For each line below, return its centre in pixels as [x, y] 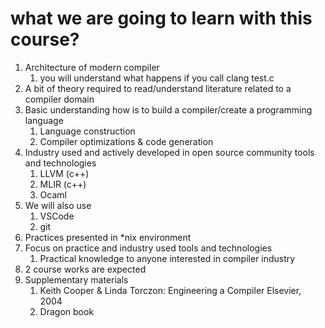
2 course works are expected [85, 269]
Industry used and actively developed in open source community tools [169, 152]
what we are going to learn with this [161, 18]
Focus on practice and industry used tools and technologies [148, 248]
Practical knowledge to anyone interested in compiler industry [167, 258]
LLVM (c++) [64, 173]
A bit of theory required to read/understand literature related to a [158, 88]
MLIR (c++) [63, 184]
